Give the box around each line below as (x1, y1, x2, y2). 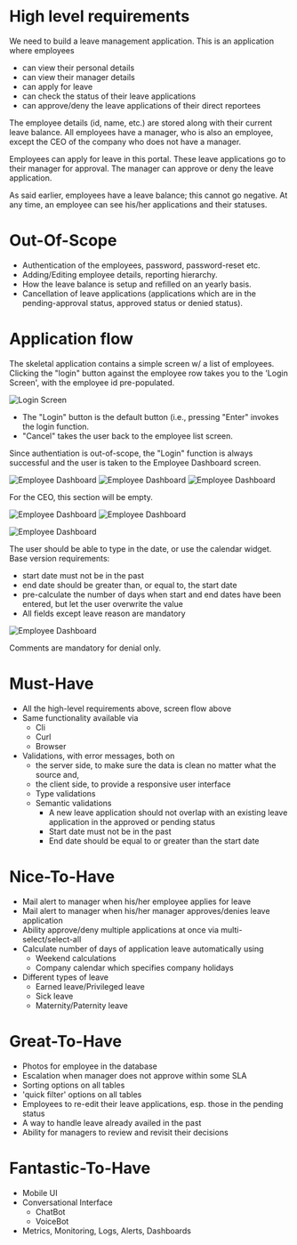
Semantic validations (35, 797, 112, 808)
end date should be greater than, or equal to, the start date (21, 579, 237, 590)
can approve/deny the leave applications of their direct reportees (21, 100, 261, 110)
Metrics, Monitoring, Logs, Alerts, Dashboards (21, 1225, 191, 1236)
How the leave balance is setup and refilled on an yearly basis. (21, 279, 252, 289)
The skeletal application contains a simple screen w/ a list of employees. (9, 358, 275, 368)
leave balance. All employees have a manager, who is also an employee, (9, 126, 274, 137)
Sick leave (35, 990, 74, 1001)
